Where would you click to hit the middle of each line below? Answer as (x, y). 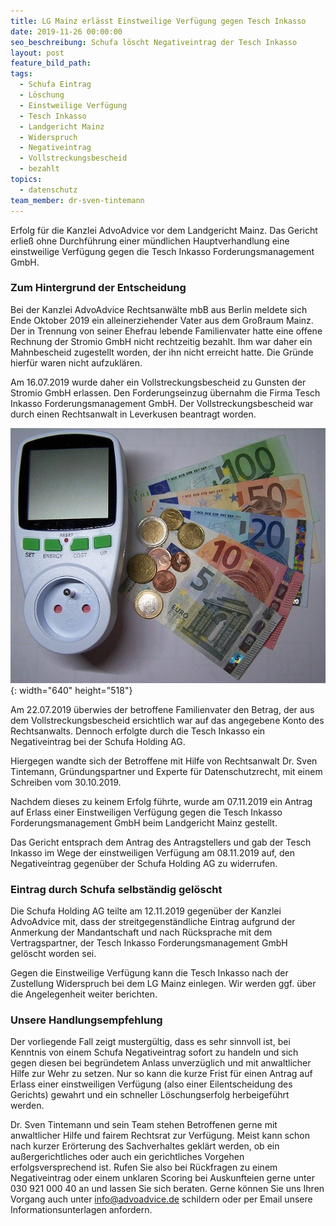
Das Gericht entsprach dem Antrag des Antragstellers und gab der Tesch (161, 842)
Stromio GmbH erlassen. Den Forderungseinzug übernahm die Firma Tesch (165, 392)
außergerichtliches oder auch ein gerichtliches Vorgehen (127, 1157)
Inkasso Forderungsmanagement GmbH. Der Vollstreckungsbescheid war (162, 403)
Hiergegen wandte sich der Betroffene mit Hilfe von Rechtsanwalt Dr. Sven (164, 761)
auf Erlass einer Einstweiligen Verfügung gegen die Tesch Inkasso (146, 812)
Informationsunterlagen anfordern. (81, 1210)
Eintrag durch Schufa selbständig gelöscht (116, 889)
